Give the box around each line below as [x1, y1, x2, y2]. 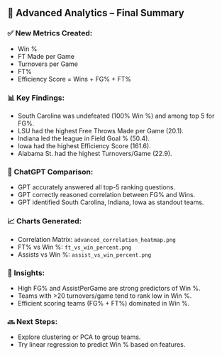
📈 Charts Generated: [7, 216, 82, 226]
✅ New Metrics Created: [7, 28, 93, 38]
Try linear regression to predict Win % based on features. [17, 340, 186, 349]
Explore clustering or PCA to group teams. [17, 333, 141, 341]
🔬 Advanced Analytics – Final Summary [7, 7, 184, 19]
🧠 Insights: [7, 267, 45, 277]
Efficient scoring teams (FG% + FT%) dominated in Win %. [17, 299, 190, 307]
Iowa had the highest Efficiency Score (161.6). [17, 141, 151, 150]
